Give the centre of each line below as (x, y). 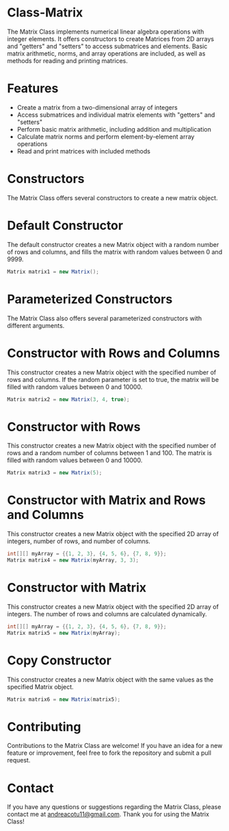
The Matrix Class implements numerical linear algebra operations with (106, 32)
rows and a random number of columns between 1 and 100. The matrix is (109, 453)
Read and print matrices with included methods (83, 151)
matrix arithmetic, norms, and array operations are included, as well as (106, 53)
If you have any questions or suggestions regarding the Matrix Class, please (114, 807)
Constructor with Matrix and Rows (107, 500)
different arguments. (36, 325)
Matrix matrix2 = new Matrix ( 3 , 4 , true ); (68, 399)
